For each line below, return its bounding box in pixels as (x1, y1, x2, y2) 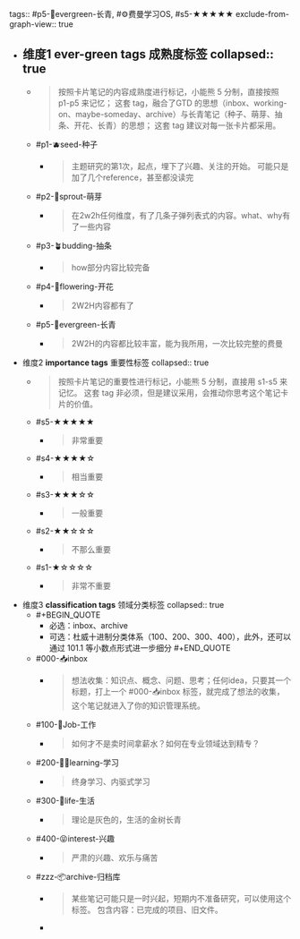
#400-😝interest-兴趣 (35, 832, 115, 844)
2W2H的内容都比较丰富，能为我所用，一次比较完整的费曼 (71, 337, 284, 348)
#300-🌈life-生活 (35, 795, 96, 806)
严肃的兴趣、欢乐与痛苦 (71, 852, 159, 863)
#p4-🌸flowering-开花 (35, 281, 114, 292)
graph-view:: (9, 19, 56, 30)
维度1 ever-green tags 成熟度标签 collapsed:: (21, 47, 275, 62)
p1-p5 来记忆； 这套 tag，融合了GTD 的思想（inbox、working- (57, 98, 287, 108)
